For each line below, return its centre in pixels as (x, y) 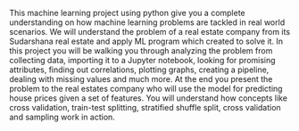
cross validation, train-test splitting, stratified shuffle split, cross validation (145, 107)
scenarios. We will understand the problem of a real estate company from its (150, 32)
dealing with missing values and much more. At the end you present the (141, 79)
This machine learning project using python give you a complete (127, 13)
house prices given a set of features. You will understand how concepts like (149, 98)
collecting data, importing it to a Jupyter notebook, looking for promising (142, 60)
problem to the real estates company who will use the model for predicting (146, 89)
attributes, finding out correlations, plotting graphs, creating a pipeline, (139, 70)
